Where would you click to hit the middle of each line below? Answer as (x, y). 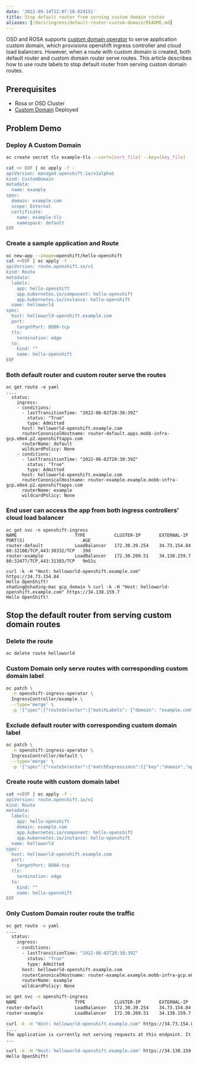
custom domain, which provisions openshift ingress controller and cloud (94, 45)
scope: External (31, 206)
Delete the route (30, 641)
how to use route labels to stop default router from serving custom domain (96, 64)
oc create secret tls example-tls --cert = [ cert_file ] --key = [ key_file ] (96, 157)
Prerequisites (31, 89)
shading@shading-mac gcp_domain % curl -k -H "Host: (72, 587)
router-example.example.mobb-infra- (133, 480)
